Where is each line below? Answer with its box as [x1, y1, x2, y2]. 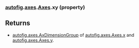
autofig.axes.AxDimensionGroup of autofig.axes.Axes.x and [12, 32, 135, 38]
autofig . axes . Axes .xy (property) [5, 4, 85, 11]
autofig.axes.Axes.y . [12, 37, 54, 43]
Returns [5, 19, 31, 27]
